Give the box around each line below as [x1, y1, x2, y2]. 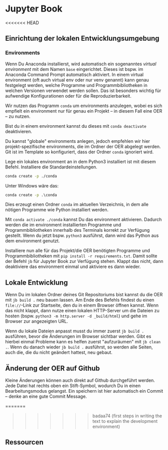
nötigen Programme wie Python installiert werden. [5, 207, 109, 213]
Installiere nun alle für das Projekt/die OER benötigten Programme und [5, 247, 150, 254]
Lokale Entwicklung [5, 278, 68, 287]
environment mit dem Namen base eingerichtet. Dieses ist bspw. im [5, 66, 143, 72]
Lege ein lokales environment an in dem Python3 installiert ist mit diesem [5, 158, 156, 164]
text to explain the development [92, 418, 158, 424]
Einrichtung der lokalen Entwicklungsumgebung [5, 34, 159, 43]
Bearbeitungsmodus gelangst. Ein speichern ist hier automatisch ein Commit [5, 388, 163, 394]
